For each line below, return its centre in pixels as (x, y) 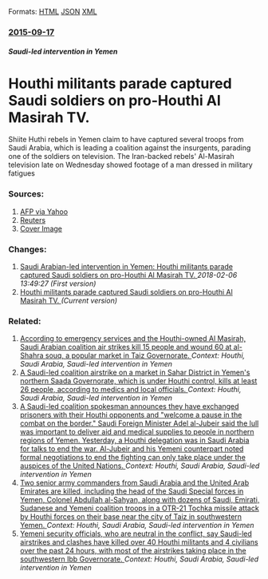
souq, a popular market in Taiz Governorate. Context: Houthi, (145, 355)
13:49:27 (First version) (58, 284)
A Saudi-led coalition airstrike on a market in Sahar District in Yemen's (135, 373)
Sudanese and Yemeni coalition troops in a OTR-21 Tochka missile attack (139, 508)
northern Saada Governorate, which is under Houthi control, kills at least (138, 381)
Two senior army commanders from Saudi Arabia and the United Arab (134, 483)
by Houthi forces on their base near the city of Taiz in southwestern (130, 517)
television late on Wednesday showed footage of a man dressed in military (130, 165)
